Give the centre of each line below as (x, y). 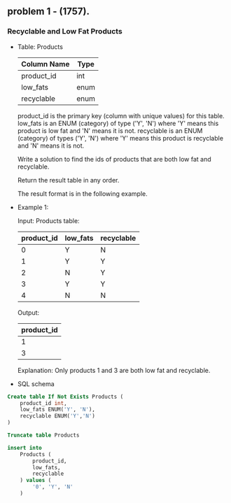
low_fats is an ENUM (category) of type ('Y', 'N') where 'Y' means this (118, 123)
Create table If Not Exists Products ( (65, 397)
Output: (28, 312)
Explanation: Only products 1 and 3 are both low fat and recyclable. (114, 370)
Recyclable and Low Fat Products (65, 31)
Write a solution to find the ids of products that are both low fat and (114, 159)
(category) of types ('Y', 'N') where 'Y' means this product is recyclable (120, 138)
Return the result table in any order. (68, 180)
